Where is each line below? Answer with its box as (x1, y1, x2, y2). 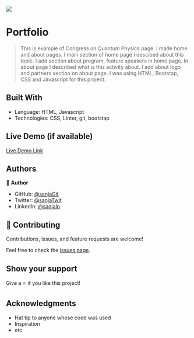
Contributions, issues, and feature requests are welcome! (6, 235, 144, 242)
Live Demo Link (6, 147, 44, 154)
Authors (6, 163, 37, 173)
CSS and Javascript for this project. (20, 76, 106, 83)
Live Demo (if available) (6, 131, 93, 141)
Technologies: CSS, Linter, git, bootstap (14, 114, 110, 121)
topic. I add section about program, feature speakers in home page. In (20, 57, 189, 64)
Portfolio (6, 26, 49, 39)
